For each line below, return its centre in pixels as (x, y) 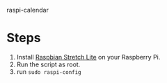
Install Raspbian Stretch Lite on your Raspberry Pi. (88, 57)
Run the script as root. (48, 64)
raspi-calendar (28, 10)
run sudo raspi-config (49, 71)
